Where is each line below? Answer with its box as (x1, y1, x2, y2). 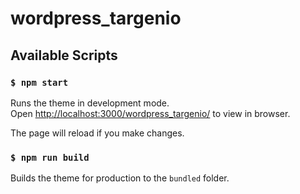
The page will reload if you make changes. (10, 127, 185, 139)
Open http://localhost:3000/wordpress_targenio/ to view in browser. (10, 107, 291, 119)
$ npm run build (10, 152, 90, 163)
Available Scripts (10, 47, 118, 64)
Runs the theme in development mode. (10, 97, 170, 109)
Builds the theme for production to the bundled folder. (10, 172, 230, 184)
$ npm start (10, 77, 69, 88)
